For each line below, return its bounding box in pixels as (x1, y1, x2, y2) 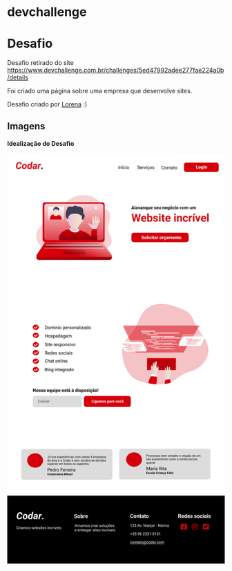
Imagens (7, 120, 46, 132)
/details (7, 73, 29, 82)
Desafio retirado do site (7, 59, 74, 67)
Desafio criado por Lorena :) (7, 100, 88, 109)
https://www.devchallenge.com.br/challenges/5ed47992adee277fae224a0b (7, 66, 224, 75)
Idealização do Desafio (7, 140, 75, 148)
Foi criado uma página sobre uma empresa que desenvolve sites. (7, 87, 193, 95)
